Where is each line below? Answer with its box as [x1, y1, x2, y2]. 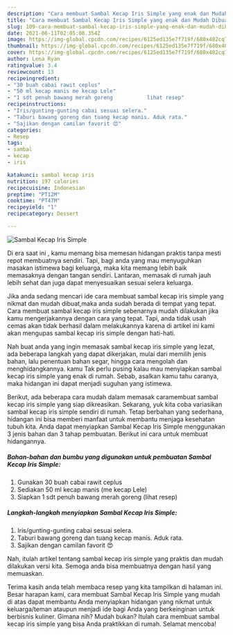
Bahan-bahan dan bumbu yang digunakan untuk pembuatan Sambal [7, 453, 212, 461]
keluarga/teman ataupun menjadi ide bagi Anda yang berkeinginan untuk [7, 604, 215, 613]
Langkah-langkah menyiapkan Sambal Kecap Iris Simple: [7, 508, 178, 517]
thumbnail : [7, 42, 39, 49]
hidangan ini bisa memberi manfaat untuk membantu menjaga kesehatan [7, 415, 215, 423]
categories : [7, 127, 42, 134]
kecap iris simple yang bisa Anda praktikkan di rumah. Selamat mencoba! [7, 620, 216, 628]
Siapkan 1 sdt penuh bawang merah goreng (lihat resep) [17, 492, 178, 501]
